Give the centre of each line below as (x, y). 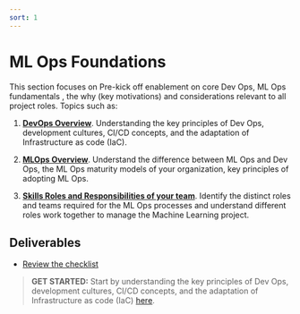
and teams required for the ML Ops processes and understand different (154, 205)
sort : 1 (24, 17)
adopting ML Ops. (56, 178)
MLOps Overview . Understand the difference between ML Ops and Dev (155, 159)
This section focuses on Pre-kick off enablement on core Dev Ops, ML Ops (148, 87)
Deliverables (45, 242)
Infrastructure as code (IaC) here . (93, 301)
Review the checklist (60, 264)
